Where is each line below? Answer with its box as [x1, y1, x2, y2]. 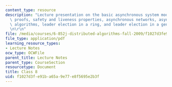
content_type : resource [5, 7, 56, 13]
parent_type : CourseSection [5, 60, 66, 65]
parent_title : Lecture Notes [5, 55, 68, 60]
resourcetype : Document [5, 64, 56, 70]
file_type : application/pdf [5, 36, 66, 41]
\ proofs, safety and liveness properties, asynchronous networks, [10, 17, 157, 22]
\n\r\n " [10, 27, 27, 32]
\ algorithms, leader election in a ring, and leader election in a [10, 21, 159, 27]
